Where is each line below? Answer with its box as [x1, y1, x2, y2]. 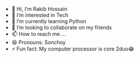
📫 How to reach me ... [11, 31, 66, 37]
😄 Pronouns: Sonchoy [11, 39, 66, 46]
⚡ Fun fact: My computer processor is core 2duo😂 [11, 45, 135, 52]
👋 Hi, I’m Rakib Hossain [11, 6, 68, 12]
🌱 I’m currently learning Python [11, 18, 86, 24]
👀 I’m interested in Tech [11, 12, 69, 19]
